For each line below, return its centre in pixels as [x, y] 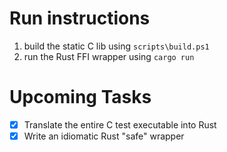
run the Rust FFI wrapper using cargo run [109, 56]
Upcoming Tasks [80, 97]
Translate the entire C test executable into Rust [120, 124]
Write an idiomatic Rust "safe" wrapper [104, 136]
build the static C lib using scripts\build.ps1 [116, 46]
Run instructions [80, 18]
